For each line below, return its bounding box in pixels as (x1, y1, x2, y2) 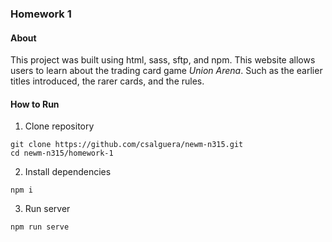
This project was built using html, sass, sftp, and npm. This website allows (10, 54, 316, 66)
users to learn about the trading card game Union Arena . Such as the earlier (10, 65, 323, 77)
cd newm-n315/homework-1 (10, 148, 114, 159)
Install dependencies (24, 166, 112, 178)
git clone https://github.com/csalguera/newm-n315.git (10, 140, 244, 150)
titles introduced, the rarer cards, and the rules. (10, 75, 205, 87)
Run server (24, 203, 71, 215)
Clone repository (24, 120, 95, 132)
